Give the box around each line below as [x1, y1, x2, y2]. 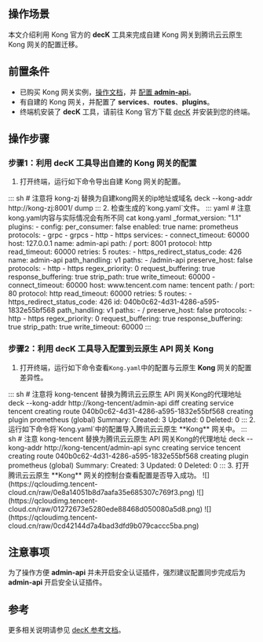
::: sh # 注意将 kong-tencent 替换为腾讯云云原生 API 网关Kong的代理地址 [8, 389, 242, 398]
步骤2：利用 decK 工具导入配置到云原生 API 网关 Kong [8, 343, 214, 354]
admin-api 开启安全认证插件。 [8, 578, 107, 587]
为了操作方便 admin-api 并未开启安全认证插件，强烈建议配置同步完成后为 [8, 568, 246, 578]
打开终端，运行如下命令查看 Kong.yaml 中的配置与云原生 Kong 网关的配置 [19, 362, 252, 372]
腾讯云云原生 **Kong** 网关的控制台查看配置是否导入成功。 [8, 470, 202, 479]
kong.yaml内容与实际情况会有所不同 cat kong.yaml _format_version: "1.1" [8, 213, 242, 222]
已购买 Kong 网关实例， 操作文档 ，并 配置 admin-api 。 [19, 87, 196, 97]
